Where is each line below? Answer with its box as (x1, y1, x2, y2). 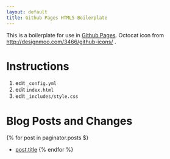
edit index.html (15, 86, 54, 94)
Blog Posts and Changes (6, 114, 133, 128)
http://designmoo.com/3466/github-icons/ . (6, 38, 116, 45)
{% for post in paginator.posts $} (6, 134, 89, 141)
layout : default (6, 9, 48, 15)
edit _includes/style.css (15, 92, 79, 100)
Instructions (6, 59, 69, 73)
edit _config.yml (15, 79, 57, 87)
